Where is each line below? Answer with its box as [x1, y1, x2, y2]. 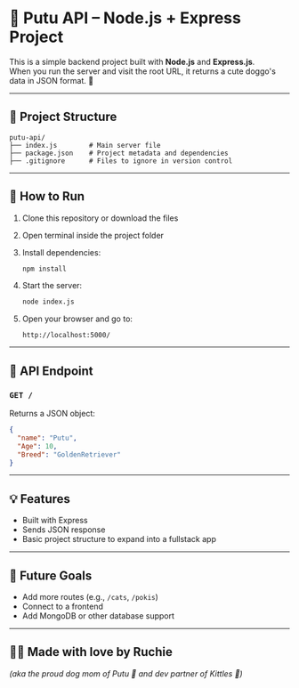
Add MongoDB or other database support [21, 611, 175, 621]
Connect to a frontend [21, 601, 104, 611]
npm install [21, 264, 67, 273]
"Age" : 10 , [17, 441, 58, 450]
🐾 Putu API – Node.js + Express [9, 8, 242, 28]
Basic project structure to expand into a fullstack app [21, 534, 216, 545]
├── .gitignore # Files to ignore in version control [9, 156, 233, 166]
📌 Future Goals [9, 568, 93, 583]
